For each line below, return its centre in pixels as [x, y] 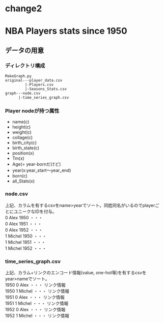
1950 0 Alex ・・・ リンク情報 [35, 285]
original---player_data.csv [34, 81]
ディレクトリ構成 [25, 65]
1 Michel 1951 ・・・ [25, 242]
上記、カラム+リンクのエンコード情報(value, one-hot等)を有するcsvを [76, 272]
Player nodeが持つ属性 [32, 111]
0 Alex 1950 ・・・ [24, 217]
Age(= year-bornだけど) [37, 164]
